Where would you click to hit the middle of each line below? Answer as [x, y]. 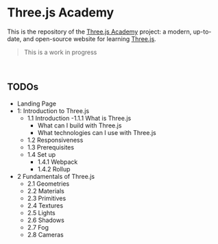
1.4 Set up [41, 154]
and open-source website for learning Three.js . [89, 38]
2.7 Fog [38, 227]
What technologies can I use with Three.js [97, 132]
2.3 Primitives [47, 198]
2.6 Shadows [46, 220]
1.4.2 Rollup [54, 169]
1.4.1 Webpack [58, 162]
